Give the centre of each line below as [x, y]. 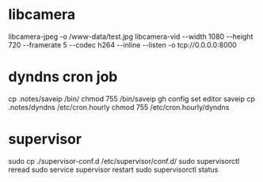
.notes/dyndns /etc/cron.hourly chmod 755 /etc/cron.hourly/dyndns [119, 107]
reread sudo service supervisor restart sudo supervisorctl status [113, 169]
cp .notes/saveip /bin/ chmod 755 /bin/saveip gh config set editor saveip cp [132, 99]
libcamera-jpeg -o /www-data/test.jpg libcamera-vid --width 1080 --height [131, 36]
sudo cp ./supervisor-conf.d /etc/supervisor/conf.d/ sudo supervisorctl [124, 161]
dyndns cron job [63, 77]
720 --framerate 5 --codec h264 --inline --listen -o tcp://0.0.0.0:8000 [123, 44]
